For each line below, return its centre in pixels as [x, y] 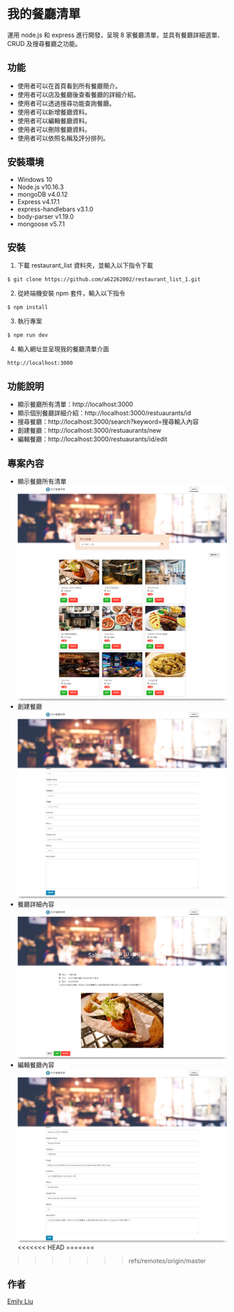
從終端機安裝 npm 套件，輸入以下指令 [71, 293]
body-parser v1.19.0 [46, 216]
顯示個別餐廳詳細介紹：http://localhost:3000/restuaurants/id [104, 413]
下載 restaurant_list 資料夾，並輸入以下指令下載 [85, 265]
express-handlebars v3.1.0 [55, 209]
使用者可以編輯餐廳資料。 [54, 121]
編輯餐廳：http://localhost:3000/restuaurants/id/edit [92, 439]
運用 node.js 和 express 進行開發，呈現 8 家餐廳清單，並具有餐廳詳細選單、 [116, 35]
